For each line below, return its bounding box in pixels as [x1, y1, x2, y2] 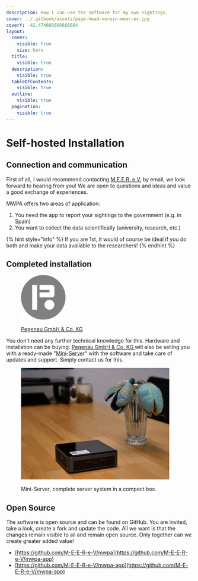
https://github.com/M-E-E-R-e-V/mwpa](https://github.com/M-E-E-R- [17, 549, 188, 556]
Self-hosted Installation [6, 136, 124, 150]
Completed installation [6, 259, 92, 269]
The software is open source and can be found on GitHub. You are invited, [6, 519, 188, 526]
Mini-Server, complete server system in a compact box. [21, 485, 157, 493]
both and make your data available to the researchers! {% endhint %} [6, 241, 175, 249]
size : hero [17, 48, 44, 54]
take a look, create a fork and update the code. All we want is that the [6, 525, 176, 532]
